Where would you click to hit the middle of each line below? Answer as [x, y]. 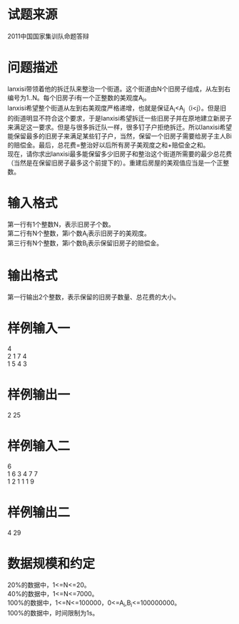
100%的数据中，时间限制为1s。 [53, 613]
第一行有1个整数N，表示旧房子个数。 [61, 224]
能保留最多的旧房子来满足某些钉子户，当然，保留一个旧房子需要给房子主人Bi [119, 135]
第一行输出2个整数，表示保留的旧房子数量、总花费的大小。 [94, 297]
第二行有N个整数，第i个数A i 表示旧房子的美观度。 [79, 234]
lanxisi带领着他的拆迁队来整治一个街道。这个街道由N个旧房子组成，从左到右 [119, 89]
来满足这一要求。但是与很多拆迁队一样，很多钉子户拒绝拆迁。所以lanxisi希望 [120, 127]
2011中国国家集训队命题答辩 [48, 36]
